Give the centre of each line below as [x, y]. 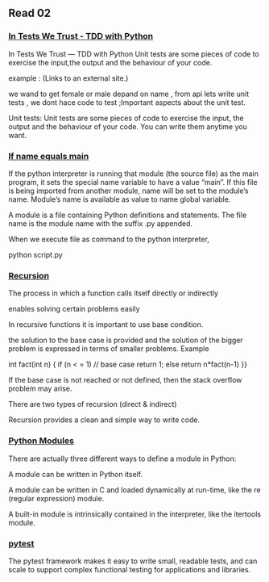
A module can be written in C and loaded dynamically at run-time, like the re [134, 490]
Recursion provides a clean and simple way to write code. [104, 420]
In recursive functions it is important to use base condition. [106, 324]
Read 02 [30, 13]
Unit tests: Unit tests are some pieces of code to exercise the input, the [126, 118]
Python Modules [41, 441]
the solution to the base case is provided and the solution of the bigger [126, 340]
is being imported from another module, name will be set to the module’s [128, 191]
